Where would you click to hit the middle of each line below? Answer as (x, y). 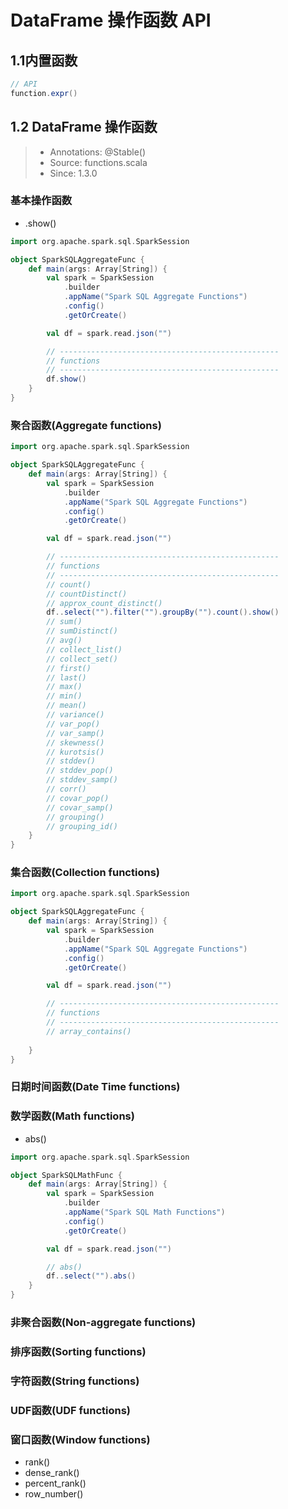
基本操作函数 (41, 201)
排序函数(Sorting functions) (78, 1351)
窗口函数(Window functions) (80, 1439)
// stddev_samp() (82, 780)
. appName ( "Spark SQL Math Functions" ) (144, 1212)
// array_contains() (89, 1031)
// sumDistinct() (82, 631)
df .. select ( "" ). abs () (91, 1276)
